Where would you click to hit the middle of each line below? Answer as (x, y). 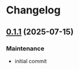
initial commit (30, 61)
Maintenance (25, 49)
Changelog (33, 10)
